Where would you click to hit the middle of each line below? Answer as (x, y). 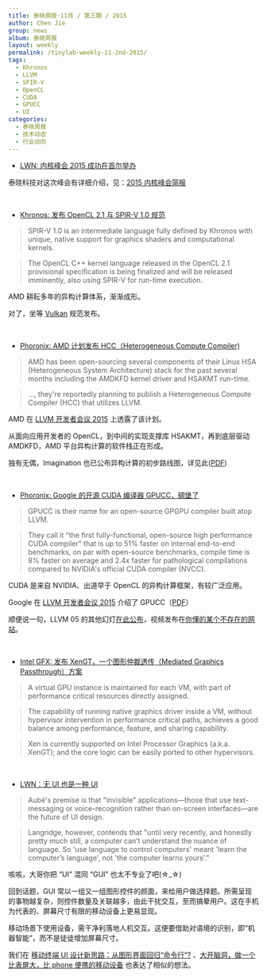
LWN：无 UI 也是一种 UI (59, 784)
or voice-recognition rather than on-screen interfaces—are (162, 808)
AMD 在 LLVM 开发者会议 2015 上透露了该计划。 (87, 418)
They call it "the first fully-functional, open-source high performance (140, 535)
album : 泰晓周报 (33, 38)
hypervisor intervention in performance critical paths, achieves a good (143, 720)
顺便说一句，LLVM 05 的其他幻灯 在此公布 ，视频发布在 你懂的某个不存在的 (128, 619)
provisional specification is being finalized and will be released (130, 271)
